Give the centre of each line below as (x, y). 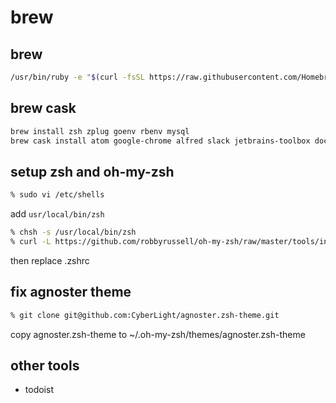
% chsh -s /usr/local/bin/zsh (73, 232)
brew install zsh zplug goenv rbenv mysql (100, 131)
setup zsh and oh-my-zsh (92, 171)
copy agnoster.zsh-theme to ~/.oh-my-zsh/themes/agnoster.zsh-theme (158, 334)
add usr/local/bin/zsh (57, 214)
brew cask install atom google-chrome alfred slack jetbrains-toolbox (160, 141)
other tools (45, 365)
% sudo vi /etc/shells (57, 195)
